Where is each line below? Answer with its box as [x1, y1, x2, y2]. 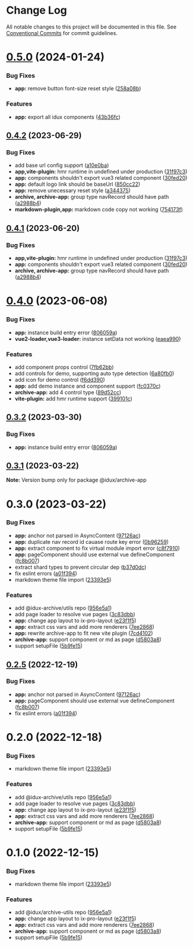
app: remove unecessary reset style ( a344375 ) [14, 187, 131, 194]
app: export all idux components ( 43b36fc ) [14, 113, 121, 121]
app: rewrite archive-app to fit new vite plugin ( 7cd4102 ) [14, 630, 153, 637]
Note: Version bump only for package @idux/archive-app [6, 476, 147, 484]
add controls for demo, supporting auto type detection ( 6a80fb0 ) [14, 369, 175, 377]
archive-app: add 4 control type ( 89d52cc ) [14, 388, 122, 395]
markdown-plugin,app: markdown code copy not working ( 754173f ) [14, 206, 183, 213]
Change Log [6, 4, 67, 17]
